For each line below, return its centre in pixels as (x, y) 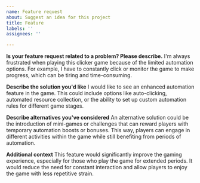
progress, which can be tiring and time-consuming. (69, 75)
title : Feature (25, 23)
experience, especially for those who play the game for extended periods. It (99, 161)
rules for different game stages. (45, 106)
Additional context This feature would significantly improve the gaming (94, 155)
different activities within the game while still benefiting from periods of (94, 137)
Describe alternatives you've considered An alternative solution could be (98, 118)
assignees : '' (24, 34)
